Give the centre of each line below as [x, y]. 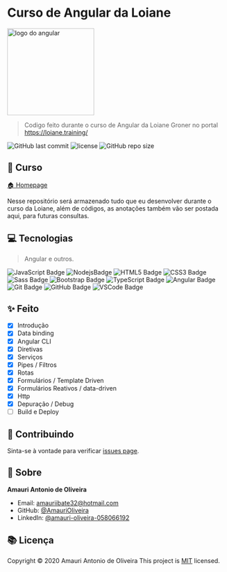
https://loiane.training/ [56, 132]
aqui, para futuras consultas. [48, 215]
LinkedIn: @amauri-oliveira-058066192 [73, 517]
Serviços [30, 357]
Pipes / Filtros [37, 365]
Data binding [35, 333]
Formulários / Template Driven [60, 380]
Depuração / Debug [45, 404]
